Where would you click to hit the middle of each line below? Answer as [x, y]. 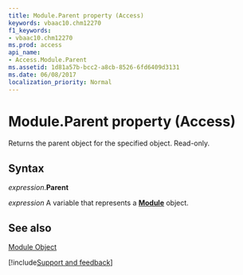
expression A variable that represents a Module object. [98, 203]
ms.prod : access [35, 45]
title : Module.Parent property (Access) [76, 15]
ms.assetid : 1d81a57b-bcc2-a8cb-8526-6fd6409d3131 [94, 68]
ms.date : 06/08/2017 [43, 75]
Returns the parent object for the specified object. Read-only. [109, 143]
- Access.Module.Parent [48, 60]
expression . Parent [39, 188]
